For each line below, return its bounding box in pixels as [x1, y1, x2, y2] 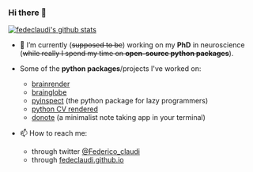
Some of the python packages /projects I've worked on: [19, 64, 202, 73]
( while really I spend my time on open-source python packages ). [19, 49, 234, 58]
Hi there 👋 [8, 7, 47, 18]
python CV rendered [31, 104, 99, 114]
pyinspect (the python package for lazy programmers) [31, 96, 209, 106]
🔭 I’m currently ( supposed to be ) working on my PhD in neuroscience [19, 40, 245, 50]
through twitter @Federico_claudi [31, 147, 141, 156]
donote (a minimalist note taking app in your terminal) [31, 113, 206, 122]
